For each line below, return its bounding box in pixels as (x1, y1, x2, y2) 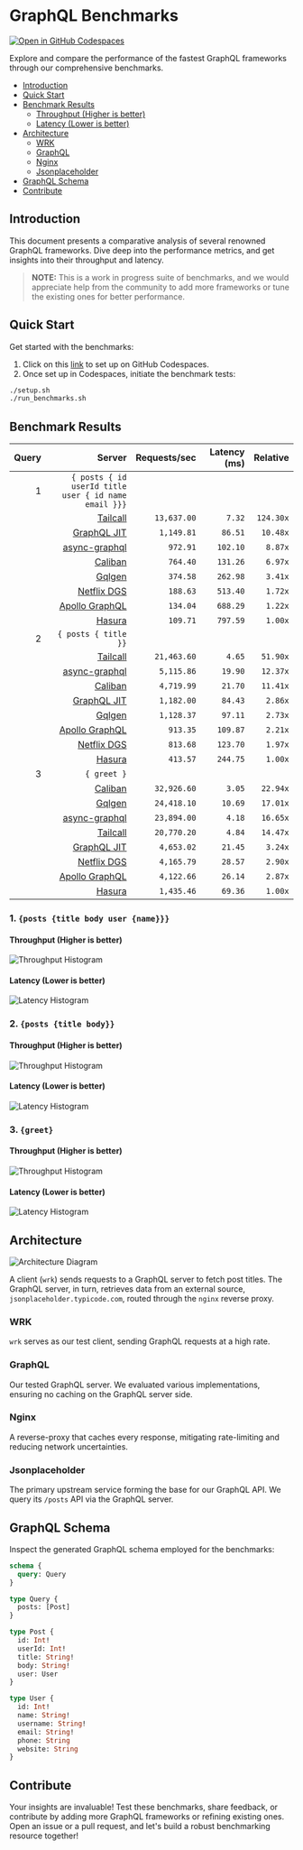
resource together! (9, 1830, 79, 1841)
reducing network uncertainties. (9, 1440, 129, 1452)
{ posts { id (70, 473, 127, 483)
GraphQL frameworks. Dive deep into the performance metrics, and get (9, 244, 275, 255)
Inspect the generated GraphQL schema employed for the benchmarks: (9, 1543, 275, 1554)
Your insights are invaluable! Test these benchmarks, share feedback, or (9, 1801, 278, 1813)
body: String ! (17, 1661, 70, 1670)
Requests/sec (134, 452, 197, 465)
